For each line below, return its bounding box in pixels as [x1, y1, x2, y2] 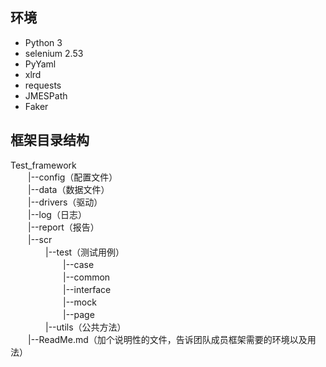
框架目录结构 [10, 132, 90, 149]
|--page [62, 308, 95, 320]
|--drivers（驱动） [27, 196, 103, 208]
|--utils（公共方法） [44, 321, 127, 333]
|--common [62, 271, 111, 283]
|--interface [62, 283, 112, 295]
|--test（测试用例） [44, 246, 125, 258]
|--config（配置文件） [27, 171, 118, 183]
